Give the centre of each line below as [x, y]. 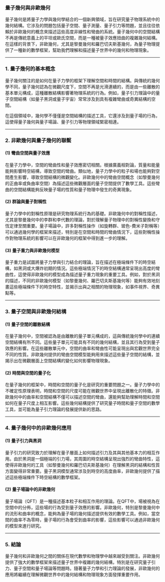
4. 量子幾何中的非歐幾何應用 [38, 428]
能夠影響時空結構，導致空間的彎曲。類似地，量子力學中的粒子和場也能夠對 [80, 171]
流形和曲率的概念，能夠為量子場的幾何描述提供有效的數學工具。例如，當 [82, 514]
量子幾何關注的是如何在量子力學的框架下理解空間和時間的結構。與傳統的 [78, 80]
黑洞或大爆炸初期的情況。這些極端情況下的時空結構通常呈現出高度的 [87, 268]
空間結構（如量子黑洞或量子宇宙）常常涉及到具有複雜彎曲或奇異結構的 [80, 99]
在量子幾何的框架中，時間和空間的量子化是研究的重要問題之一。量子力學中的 [82, 385]
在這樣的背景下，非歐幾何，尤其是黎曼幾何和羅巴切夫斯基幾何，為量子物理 [80, 44]
